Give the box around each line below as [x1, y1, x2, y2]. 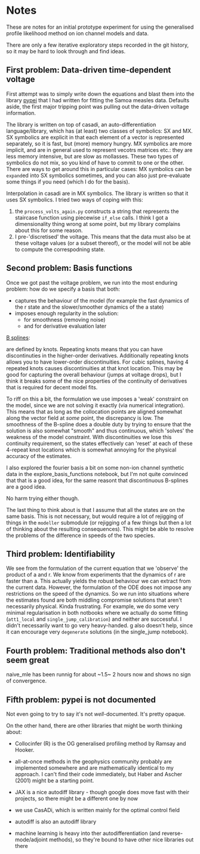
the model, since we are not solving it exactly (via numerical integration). [6, 401, 185, 408]
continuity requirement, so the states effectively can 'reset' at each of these [6, 440, 193, 447]
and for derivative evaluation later [23, 322, 107, 330]
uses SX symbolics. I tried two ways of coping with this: [6, 196, 143, 203]
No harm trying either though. [6, 495, 79, 502]
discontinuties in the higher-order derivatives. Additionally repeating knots [6, 352, 189, 359]
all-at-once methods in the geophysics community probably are [14, 758, 172, 765]
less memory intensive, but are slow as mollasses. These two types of [6, 152, 179, 160]
